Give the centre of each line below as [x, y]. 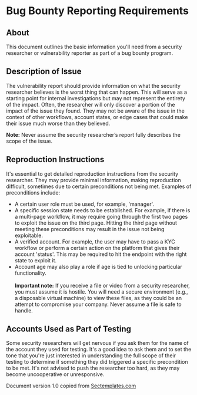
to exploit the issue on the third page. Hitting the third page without [96, 223]
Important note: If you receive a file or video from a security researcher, [102, 285]
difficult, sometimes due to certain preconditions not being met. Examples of [99, 186]
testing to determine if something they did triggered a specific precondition [97, 362]
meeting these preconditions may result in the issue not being [89, 229]
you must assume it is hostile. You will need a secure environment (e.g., [101, 292]
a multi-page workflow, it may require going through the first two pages [101, 216]
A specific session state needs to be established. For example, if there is [102, 210]
